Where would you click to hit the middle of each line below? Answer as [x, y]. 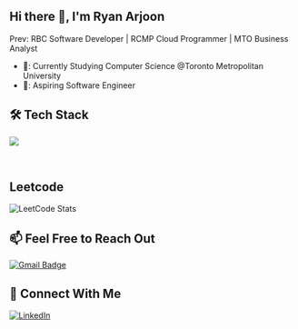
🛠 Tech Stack [49, 115]
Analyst [24, 48]
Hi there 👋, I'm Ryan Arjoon [87, 17]
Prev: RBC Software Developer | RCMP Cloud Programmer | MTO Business [149, 38]
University [42, 75]
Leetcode [37, 187]
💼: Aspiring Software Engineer [79, 85]
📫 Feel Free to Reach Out [83, 239]
